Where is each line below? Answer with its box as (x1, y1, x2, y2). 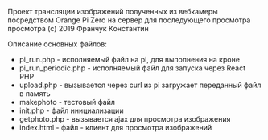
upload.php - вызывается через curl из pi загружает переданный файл (19, 80, 262, 90)
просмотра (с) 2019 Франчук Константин (7, 24, 150, 33)
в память (19, 89, 51, 98)
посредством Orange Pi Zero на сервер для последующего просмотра (7, 15, 251, 25)
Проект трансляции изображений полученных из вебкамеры (7, 7, 218, 16)
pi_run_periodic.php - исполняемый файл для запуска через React (19, 63, 246, 73)
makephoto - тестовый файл (19, 98, 116, 106)
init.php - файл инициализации (19, 106, 124, 115)
